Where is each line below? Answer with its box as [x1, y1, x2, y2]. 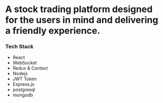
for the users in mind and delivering [5, 14, 158, 26]
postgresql [12, 87, 36, 93]
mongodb [12, 92, 33, 98]
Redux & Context [12, 65, 48, 71]
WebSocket [12, 60, 37, 66]
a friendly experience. [5, 25, 101, 36]
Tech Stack [5, 43, 34, 50]
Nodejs [12, 71, 28, 77]
